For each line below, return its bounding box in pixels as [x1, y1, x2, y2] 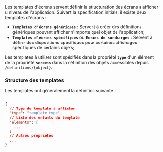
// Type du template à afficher [9, 106, 76, 111]
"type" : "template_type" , [9, 111, 63, 116]
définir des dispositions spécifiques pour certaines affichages [12, 40, 137, 45]
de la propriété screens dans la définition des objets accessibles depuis [5, 60, 149, 65]
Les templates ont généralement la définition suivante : [5, 88, 116, 94]
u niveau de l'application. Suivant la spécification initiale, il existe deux [5, 9, 147, 15]
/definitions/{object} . [5, 65, 53, 70]
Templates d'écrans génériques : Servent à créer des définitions [12, 24, 142, 30]
